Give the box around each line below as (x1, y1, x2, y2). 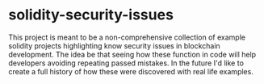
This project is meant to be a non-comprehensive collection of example (8, 32, 246, 42)
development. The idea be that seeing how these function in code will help (8, 49, 257, 59)
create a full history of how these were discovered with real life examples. (8, 66, 254, 76)
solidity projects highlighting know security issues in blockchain (8, 40, 220, 50)
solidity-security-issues (8, 6, 174, 24)
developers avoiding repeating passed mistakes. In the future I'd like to (8, 58, 245, 68)
